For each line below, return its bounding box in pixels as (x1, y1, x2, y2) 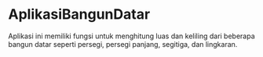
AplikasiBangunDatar (8, 5, 151, 23)
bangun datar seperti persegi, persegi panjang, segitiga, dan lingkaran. (8, 39, 238, 48)
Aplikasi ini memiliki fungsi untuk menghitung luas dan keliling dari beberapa (8, 31, 255, 41)
